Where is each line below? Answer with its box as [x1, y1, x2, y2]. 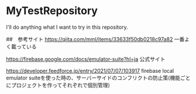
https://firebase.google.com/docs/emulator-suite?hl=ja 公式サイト [6, 55, 166, 62]
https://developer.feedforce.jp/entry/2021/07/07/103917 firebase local [6, 67, 174, 74]
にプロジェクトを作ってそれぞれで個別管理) [6, 81, 110, 89]
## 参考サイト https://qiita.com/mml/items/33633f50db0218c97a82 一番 [6, 35, 185, 42]
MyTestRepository [6, 4, 98, 18]
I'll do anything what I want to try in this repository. [6, 23, 128, 31]
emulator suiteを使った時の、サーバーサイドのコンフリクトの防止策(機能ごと [6, 74, 191, 81]
